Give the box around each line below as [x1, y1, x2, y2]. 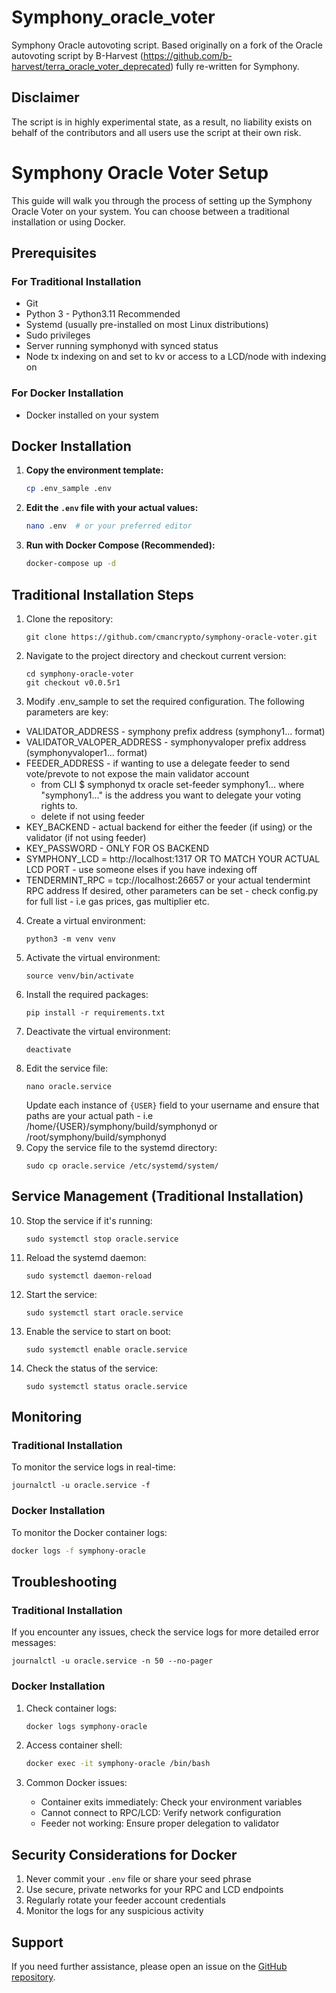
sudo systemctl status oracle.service [25, 1381, 188, 1391]
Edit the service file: [25, 1062, 109, 1074]
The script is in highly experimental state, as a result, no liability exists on [11, 116, 313, 128]
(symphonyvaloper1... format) [25, 746, 148, 758]
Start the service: [25, 1288, 98, 1300]
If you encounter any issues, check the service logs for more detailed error [11, 1626, 320, 1638]
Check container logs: [25, 1702, 118, 1714]
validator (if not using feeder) [25, 831, 147, 843]
